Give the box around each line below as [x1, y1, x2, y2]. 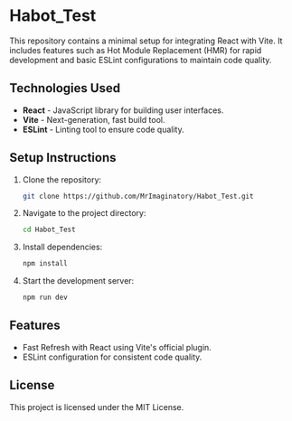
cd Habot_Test [22, 225, 76, 235]
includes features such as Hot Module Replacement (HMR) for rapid [9, 44, 262, 55]
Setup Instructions [9, 150, 117, 165]
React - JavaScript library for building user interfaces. [22, 105, 224, 116]
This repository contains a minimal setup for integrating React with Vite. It [9, 35, 283, 46]
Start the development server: [22, 276, 135, 286]
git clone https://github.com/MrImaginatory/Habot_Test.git [22, 192, 254, 201]
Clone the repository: [22, 173, 102, 185]
